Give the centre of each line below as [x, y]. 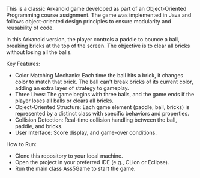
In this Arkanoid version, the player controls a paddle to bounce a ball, [93, 39]
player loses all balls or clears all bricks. [64, 101]
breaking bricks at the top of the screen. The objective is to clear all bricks [98, 46]
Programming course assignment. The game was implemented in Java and [99, 15]
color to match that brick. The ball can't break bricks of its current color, [104, 82]
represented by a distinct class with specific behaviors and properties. [102, 114]
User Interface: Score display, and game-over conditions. [86, 132]
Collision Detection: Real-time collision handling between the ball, [96, 120]
